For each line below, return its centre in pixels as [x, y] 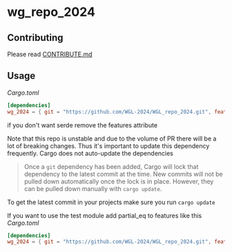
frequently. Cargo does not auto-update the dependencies [90, 153]
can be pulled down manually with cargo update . [93, 188]
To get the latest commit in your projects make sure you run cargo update [111, 202]
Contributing [35, 38]
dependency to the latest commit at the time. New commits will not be [123, 174]
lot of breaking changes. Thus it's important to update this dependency [108, 145]
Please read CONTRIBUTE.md [50, 54]
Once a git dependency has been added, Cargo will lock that [111, 166]
